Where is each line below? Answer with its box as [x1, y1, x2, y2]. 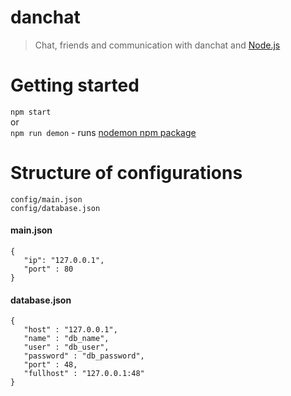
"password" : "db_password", [23, 351, 145, 361]
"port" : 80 [23, 264, 74, 275]
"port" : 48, [23, 360, 78, 370]
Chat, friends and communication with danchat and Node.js [34, 39, 281, 51]
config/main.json [10, 194, 83, 205]
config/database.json [10, 203, 101, 213]
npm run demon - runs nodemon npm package [10, 126, 197, 138]
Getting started [10, 74, 140, 97]
